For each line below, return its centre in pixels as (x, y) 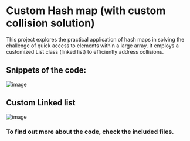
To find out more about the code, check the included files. (90, 132)
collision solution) (50, 23)
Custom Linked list (41, 103)
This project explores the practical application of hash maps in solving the (95, 39)
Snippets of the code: (46, 70)
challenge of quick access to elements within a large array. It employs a (92, 46)
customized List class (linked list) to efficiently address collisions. (85, 51)
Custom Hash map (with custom (86, 11)
